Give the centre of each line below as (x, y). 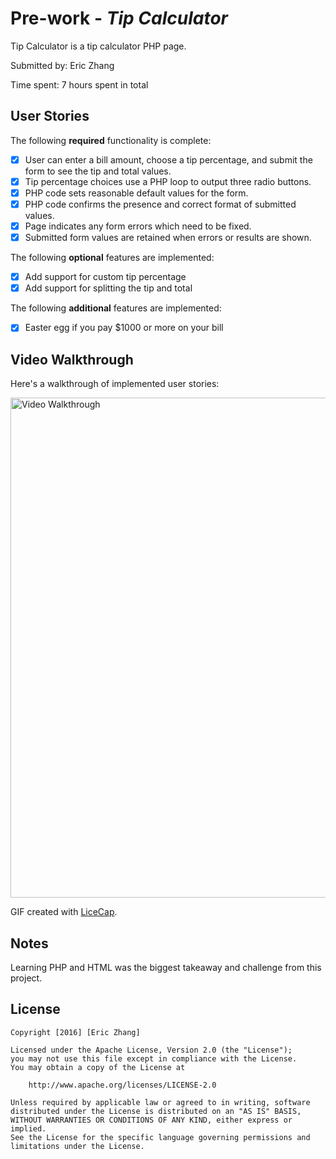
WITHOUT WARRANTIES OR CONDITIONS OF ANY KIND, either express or (151, 1120)
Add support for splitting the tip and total (108, 288)
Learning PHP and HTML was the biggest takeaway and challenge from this (166, 967)
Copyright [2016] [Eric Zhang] (75, 1032)
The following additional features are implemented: (116, 308)
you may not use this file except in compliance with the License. (154, 1058)
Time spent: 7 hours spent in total (79, 84)
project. (26, 978)
